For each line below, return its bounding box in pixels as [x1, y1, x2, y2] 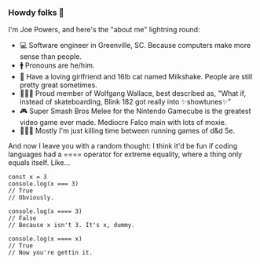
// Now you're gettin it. [8, 249, 93, 257]
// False [8, 214, 37, 222]
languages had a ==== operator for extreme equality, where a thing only [8, 149, 242, 159]
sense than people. [19, 52, 82, 61]
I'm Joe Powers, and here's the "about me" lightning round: [8, 25, 200, 35]
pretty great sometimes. [19, 80, 98, 90]
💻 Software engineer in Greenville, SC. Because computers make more [19, 41, 251, 50]
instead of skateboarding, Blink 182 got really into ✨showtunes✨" [19, 97, 232, 107]
